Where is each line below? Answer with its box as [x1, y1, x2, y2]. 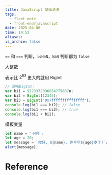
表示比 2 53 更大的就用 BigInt [5, 73, 62, 80]
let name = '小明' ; [5, 131, 44, 136]
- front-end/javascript [9, 21, 58, 26]
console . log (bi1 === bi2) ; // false [5, 102, 80, 107]
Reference [5, 161, 48, 173]
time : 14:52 [5, 30, 29, 35]
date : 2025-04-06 [5, 26, 41, 30]
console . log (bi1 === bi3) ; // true [5, 107, 78, 112]
